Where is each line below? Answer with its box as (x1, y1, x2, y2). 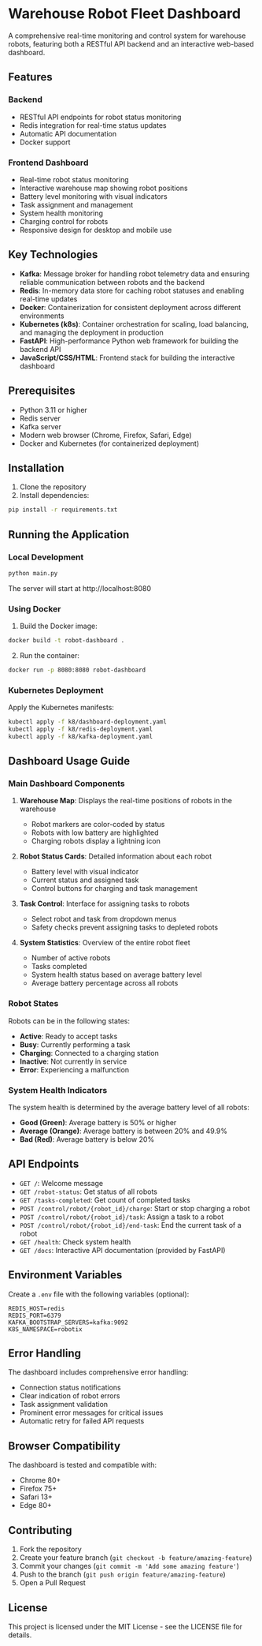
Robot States (8, 998, 59, 1009)
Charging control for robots (19, 216, 109, 226)
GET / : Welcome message (19, 1178, 104, 1188)
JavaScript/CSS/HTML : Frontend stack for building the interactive (19, 353, 235, 362)
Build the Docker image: (19, 621, 98, 631)
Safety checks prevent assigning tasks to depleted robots (31, 922, 219, 932)
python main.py (8, 569, 58, 577)
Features (8, 70, 53, 84)
